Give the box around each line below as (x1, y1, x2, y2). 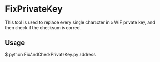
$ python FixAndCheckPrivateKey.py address (5, 51, 96, 57)
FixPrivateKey (5, 3, 63, 15)
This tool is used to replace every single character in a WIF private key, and (5, 19, 155, 25)
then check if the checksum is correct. (5, 24, 82, 30)
